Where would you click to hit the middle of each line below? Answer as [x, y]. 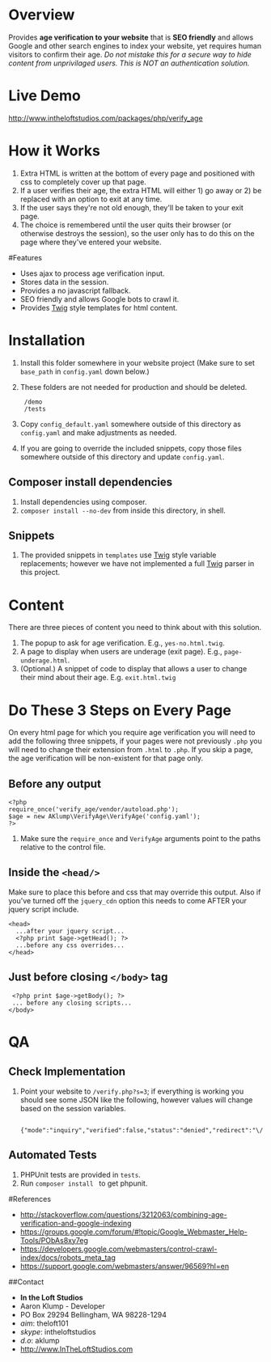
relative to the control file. [63, 848]
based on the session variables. [73, 1108]
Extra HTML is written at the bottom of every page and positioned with [138, 173]
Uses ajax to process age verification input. [92, 273]
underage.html [44, 661]
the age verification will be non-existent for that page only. [106, 759]
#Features [25, 257]
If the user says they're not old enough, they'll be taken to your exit [132, 207]
